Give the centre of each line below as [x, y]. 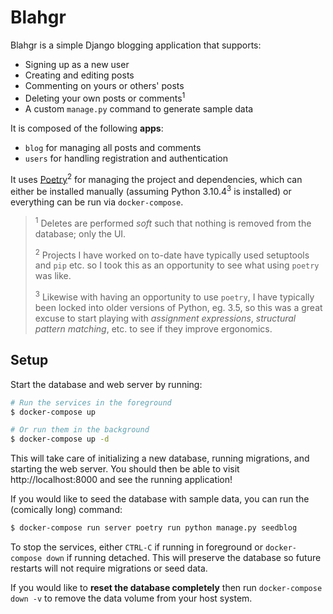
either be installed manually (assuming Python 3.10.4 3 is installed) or [151, 190]
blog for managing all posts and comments [113, 147]
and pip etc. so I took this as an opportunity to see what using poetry [177, 265]
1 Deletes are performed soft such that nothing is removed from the [173, 222]
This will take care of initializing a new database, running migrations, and [160, 458]
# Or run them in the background [80, 430]
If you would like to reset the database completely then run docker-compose [166, 588]
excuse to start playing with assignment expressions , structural [165, 318]
